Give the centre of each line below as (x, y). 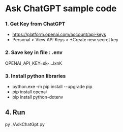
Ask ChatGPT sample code (61, 9)
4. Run (15, 113)
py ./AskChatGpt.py (25, 124)
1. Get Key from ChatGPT (35, 24)
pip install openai (30, 92)
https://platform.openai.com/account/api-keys (59, 34)
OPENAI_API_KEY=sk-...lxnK (34, 63)
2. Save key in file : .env (34, 53)
